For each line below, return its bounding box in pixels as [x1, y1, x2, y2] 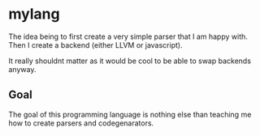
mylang [8, 5, 60, 23]
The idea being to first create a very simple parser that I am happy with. [8, 32, 248, 41]
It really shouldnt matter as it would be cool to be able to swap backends [8, 56, 252, 66]
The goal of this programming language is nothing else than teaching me [8, 109, 252, 119]
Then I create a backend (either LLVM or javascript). [8, 40, 183, 49]
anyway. [8, 64, 37, 74]
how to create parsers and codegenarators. [8, 118, 154, 128]
